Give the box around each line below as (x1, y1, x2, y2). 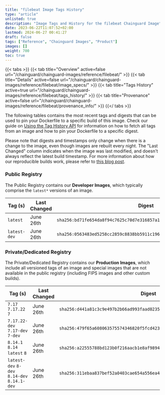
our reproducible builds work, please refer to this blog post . (5, 158, 125, 165)
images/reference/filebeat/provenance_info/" (5, 103, 97, 109)
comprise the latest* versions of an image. (5, 187, 93, 193)
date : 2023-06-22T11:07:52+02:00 (5, 26, 74, 30)
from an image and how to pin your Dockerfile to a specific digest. (5, 128, 139, 134)
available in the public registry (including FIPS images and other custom (5, 270, 150, 276)
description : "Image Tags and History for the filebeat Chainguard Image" (5, 21, 162, 26)
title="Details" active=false (5, 77, 59, 83)
